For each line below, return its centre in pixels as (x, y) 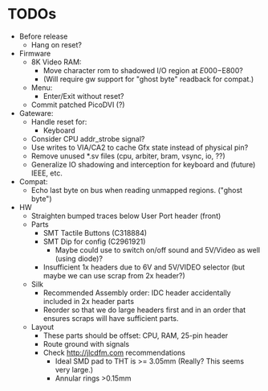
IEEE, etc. (47, 173)
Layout (43, 327)
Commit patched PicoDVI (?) (78, 105)
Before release (43, 36)
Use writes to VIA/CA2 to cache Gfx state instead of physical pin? (140, 147)
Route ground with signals (86, 344)
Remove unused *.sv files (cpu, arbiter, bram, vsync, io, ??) (128, 156)
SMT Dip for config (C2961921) (94, 241)
